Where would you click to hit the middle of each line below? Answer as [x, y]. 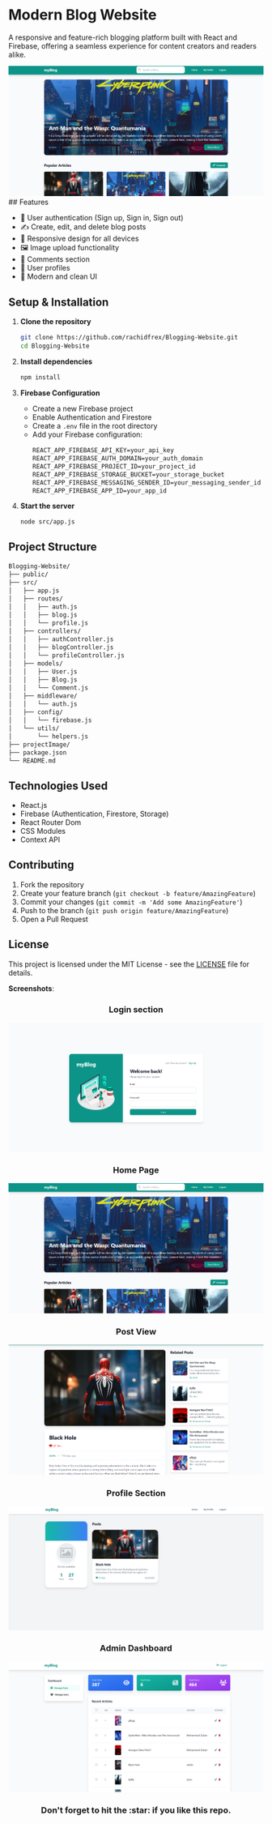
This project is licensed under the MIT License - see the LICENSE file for [129, 964]
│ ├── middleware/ [43, 696]
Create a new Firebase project [83, 408]
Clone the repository [55, 321]
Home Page [136, 1170]
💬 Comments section [55, 259]
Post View [136, 1332]
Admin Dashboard [136, 1648]
